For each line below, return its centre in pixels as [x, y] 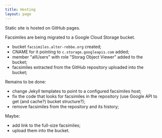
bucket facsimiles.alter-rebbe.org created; [57, 46]
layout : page [18, 14]
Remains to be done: [25, 82]
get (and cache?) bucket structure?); [49, 101]
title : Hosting [20, 9]
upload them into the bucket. [41, 130]
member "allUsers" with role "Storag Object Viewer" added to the [77, 57]
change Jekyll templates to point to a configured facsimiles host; [77, 91]
